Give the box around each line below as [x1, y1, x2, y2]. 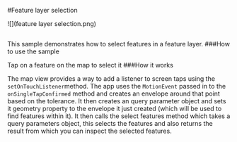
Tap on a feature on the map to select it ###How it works [7, 61, 173, 70]
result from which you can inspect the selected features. [7, 127, 172, 136]
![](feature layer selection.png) [7, 20, 97, 27]
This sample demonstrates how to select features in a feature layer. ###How [7, 40, 230, 49]
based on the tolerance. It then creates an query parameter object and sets [7, 97, 226, 105]
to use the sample [7, 47, 60, 56]
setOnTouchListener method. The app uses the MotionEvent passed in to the [7, 82, 226, 91]
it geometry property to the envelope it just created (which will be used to [7, 105, 222, 113]
